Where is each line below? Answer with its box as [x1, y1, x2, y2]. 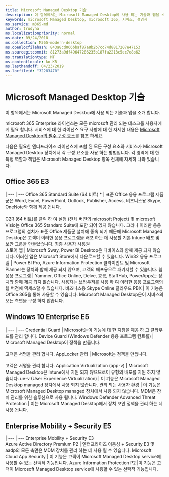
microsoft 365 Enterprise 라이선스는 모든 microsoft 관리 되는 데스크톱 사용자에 [5, 120, 162, 126]
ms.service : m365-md [5, 21, 49, 27]
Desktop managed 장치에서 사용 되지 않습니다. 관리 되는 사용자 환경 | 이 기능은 [5, 382, 161, 388]
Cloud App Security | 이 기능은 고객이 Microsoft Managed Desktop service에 [5, 454, 161, 460]
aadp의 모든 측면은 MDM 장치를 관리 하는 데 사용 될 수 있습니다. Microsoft [5, 447, 152, 453]
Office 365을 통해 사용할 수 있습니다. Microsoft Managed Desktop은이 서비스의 [5, 291, 164, 297]
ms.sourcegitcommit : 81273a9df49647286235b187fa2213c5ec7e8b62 [5, 49, 141, 55]
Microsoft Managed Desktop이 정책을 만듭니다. [5, 339, 101, 345]
